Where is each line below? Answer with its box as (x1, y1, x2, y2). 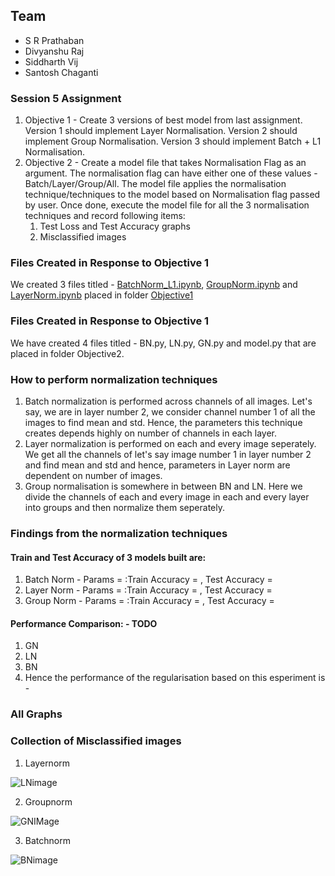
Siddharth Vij (24, 55, 79, 68)
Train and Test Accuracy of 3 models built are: (10, 551, 207, 563)
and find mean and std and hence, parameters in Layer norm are (24, 459, 291, 471)
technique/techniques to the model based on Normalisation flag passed (24, 189, 321, 201)
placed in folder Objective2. (10, 347, 125, 359)
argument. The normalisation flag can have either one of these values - (24, 167, 318, 179)
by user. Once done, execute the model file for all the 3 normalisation (24, 199, 310, 211)
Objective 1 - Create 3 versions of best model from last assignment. (24, 114, 303, 126)
